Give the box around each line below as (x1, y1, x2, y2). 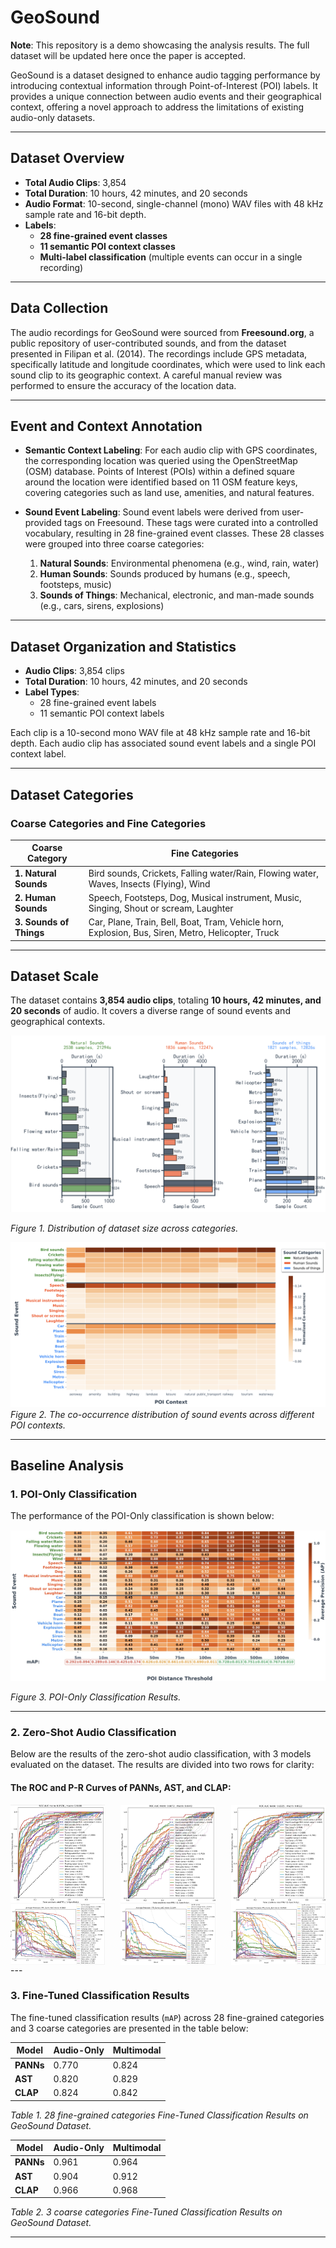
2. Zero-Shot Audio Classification (10, 1726, 177, 1740)
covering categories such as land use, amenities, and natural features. (24, 487, 315, 499)
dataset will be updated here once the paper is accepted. (10, 49, 246, 61)
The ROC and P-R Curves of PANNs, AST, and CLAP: (10, 1782, 232, 1793)
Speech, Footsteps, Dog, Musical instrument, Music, (88, 891, 302, 903)
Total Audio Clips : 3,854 (24, 176, 127, 188)
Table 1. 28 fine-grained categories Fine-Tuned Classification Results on (10, 2109, 309, 2121)
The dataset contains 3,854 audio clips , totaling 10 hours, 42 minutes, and (10, 994, 322, 1006)
